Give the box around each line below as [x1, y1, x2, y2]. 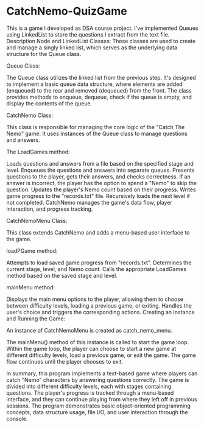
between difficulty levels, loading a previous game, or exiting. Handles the [6, 302, 192, 309]
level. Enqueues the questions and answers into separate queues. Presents [6, 166, 195, 174]
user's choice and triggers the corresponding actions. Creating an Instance [6, 308, 195, 316]
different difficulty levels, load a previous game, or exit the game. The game [6, 351, 196, 359]
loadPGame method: [6, 247, 58, 254]
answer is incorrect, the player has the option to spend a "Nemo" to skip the [6, 179, 197, 186]
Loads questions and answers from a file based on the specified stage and [6, 160, 194, 167]
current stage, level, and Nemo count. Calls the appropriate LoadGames [6, 265, 187, 272]
